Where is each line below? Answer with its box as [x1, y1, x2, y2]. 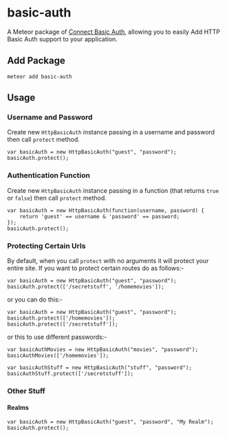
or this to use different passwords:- [7, 333, 107, 342]
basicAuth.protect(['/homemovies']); [7, 315, 116, 322]
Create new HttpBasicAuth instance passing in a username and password [7, 128, 215, 136]
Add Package [7, 55, 65, 67]
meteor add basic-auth [7, 73, 72, 80]
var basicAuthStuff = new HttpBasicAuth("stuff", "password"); [7, 364, 193, 371]
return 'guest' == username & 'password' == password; [19, 213, 180, 220]
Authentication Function [7, 171, 91, 180]
